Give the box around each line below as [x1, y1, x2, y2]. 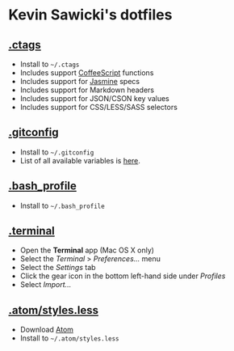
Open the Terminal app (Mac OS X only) [19, 245, 155, 256]
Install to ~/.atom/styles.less [19, 333, 119, 343]
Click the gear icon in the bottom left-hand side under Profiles [19, 271, 226, 281]
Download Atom [19, 325, 74, 335]
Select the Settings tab [19, 263, 96, 273]
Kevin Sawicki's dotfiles [8, 6, 173, 24]
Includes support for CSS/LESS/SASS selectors [19, 103, 178, 112]
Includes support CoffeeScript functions [19, 68, 154, 78]
